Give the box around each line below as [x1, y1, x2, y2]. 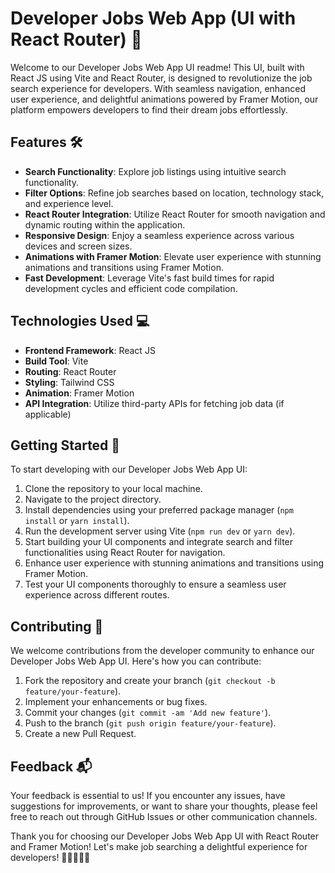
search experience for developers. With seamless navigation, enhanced [10, 82, 306, 94]
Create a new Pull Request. [24, 728, 137, 740]
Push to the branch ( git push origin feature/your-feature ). [24, 717, 277, 729]
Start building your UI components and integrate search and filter [24, 536, 294, 548]
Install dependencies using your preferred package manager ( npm [24, 504, 294, 516]
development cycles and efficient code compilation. [24, 282, 238, 294]
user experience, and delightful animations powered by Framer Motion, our [10, 93, 319, 105]
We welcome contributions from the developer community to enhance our [10, 645, 315, 657]
